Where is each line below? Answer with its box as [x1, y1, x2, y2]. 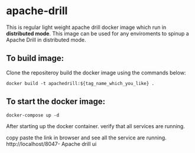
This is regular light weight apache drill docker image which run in [6, 24, 167, 31]
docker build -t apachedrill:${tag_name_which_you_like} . [6, 80, 155, 86]
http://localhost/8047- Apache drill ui [6, 140, 97, 147]
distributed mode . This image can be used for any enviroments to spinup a [6, 30, 189, 37]
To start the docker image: [6, 96, 105, 107]
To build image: [6, 53, 64, 63]
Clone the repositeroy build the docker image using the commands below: [6, 69, 186, 76]
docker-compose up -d [6, 112, 60, 118]
